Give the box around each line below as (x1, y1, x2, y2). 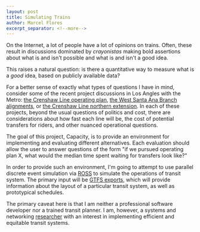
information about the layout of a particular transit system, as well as (6, 183, 175, 190)
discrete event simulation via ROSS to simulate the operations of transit (6, 170, 181, 177)
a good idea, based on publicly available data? (6, 72, 121, 79)
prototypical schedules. (6, 189, 64, 196)
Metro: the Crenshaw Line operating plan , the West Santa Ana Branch (6, 96, 177, 104)
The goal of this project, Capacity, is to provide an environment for (6, 133, 170, 140)
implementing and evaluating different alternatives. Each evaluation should (6, 139, 190, 146)
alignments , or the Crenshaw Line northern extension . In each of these (6, 102, 180, 110)
